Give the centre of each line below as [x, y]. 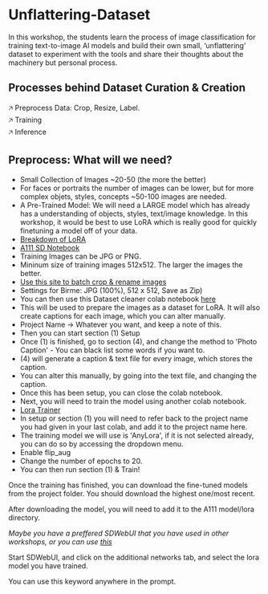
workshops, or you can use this [60, 541]
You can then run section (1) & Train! [80, 469]
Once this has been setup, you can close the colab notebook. [121, 393]
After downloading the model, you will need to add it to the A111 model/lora [132, 509]
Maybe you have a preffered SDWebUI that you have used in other [119, 533]
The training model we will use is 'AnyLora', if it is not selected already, [137, 435]
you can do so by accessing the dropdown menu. [102, 444]
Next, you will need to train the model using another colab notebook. [133, 401]
